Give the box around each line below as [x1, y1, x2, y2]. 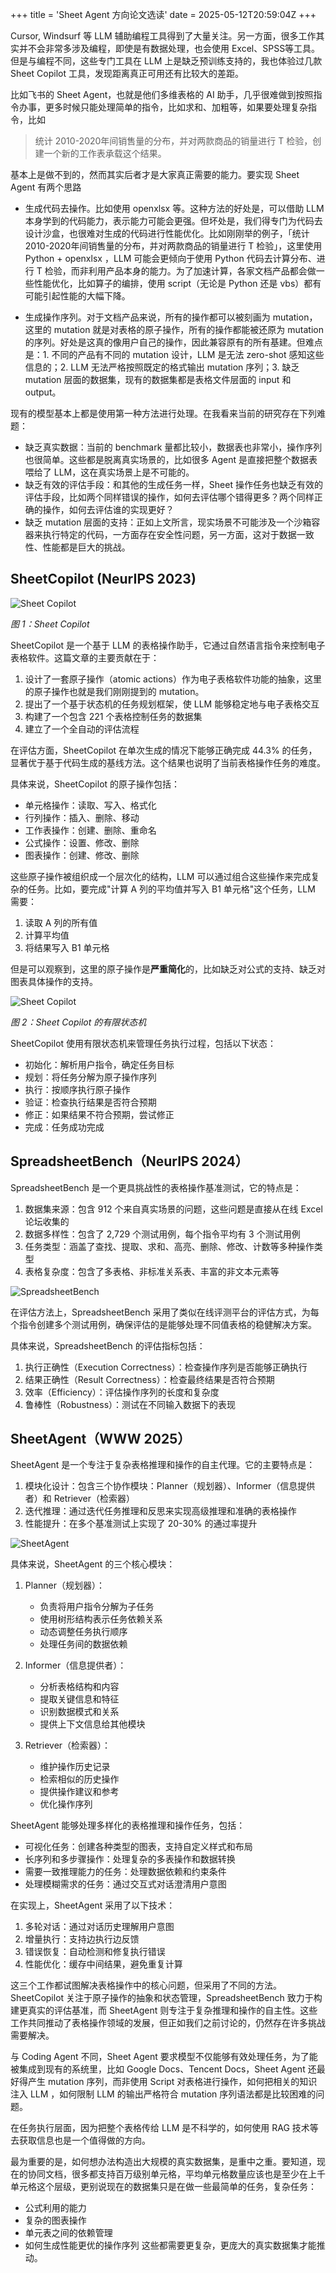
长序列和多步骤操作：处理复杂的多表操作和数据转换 [24, 1853, 236, 1865]
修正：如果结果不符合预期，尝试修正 [24, 1108, 175, 1120]
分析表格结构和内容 [39, 1681, 120, 1693]
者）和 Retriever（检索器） [24, 1493, 135, 1505]
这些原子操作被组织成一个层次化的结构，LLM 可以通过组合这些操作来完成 [10, 870, 312, 882]
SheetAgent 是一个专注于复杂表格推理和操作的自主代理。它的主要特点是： [10, 1459, 316, 1471]
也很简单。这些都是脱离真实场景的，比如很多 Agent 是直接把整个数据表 [24, 454, 318, 465]
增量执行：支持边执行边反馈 [24, 1933, 140, 1945]
